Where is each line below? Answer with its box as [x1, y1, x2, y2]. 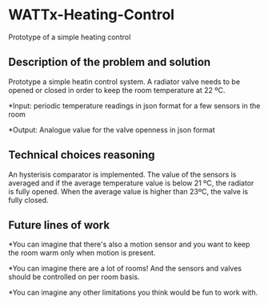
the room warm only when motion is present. [8, 248, 156, 258]
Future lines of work [8, 218, 110, 232]
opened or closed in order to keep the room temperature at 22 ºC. [8, 85, 226, 95]
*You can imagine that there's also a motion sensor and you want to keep [8, 239, 250, 250]
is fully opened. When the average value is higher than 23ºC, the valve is [8, 186, 249, 196]
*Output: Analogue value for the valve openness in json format [8, 124, 216, 134]
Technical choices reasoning [8, 148, 155, 162]
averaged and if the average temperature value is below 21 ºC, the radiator [8, 178, 254, 188]
